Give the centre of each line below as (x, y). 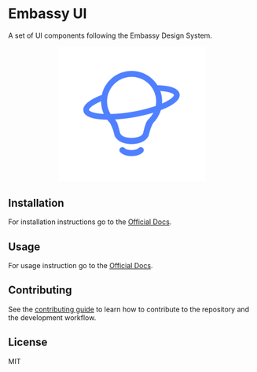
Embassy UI (48, 14)
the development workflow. (52, 317)
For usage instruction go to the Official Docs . (81, 265)
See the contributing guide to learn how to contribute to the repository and (129, 309)
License (28, 343)
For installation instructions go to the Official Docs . (90, 222)
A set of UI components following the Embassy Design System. (110, 35)
